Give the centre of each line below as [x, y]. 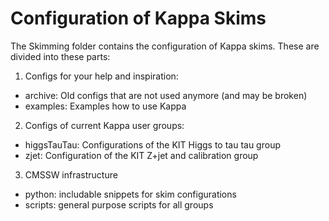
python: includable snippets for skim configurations [130, 194]
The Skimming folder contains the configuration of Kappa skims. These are [165, 46]
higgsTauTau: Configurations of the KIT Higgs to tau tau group [152, 144]
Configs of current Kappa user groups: [104, 125]
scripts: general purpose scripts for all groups [119, 204]
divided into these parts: [60, 56]
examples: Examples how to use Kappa [105, 106]
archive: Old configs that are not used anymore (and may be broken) [166, 95]
